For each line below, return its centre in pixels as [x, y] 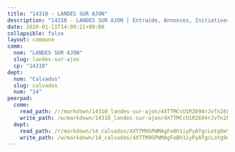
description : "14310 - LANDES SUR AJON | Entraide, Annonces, [100, 20]
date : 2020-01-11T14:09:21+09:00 [56, 27]
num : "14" [28, 92]
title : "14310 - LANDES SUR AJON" [58, 14]
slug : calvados [36, 85]
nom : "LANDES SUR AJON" [48, 53]
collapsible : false [36, 33]
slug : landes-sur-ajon [47, 60]
